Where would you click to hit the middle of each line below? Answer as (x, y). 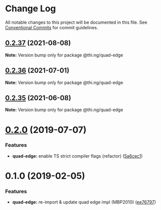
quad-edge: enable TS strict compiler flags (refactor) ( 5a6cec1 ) (77, 156)
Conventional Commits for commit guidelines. (52, 27)
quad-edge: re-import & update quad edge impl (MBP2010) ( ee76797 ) (84, 202)
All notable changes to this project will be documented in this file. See (76, 22)
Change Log (30, 9)
